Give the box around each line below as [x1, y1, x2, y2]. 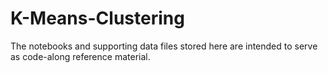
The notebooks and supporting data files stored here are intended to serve [10, 40, 318, 52]
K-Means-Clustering [10, 7, 185, 30]
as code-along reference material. [10, 50, 151, 62]
